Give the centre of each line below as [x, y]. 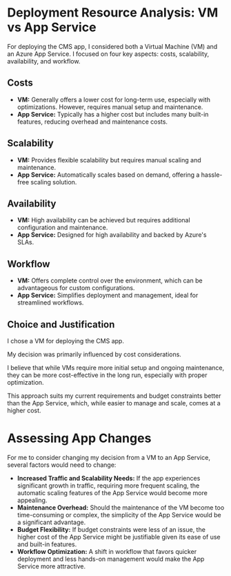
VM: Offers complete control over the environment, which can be [110, 280]
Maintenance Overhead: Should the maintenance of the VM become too [121, 507]
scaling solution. [54, 182]
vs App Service [52, 27]
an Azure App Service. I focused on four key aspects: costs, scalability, [108, 54]
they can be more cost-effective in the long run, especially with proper [107, 375]
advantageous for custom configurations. [76, 288]
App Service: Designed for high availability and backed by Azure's [112, 235]
